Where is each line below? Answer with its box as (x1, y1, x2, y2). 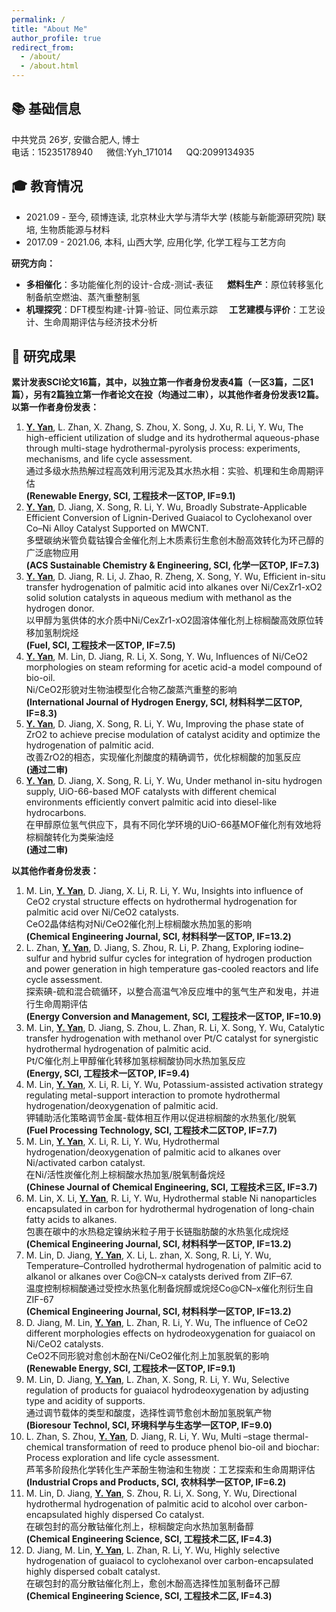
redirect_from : (11, 42, 75, 53)
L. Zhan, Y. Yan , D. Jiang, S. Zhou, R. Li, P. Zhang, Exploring (25, 942, 273, 954)
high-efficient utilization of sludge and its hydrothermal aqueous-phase (25, 432, 320, 444)
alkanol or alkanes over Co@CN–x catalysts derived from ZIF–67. (25, 1271, 293, 1283)
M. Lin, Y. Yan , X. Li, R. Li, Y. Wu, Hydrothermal (25, 1136, 220, 1148)
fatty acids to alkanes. (25, 1214, 118, 1226)
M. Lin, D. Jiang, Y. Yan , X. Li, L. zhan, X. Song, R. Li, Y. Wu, (25, 1249, 272, 1261)
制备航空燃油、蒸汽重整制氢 (25, 291, 141, 303)
